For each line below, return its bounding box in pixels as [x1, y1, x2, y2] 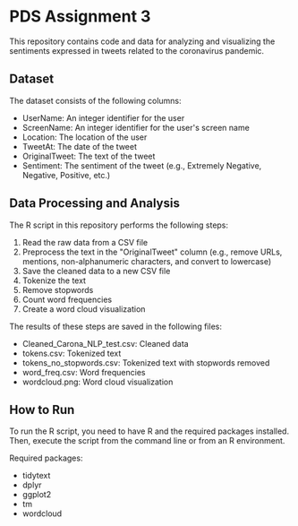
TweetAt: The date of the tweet [21, 141, 137, 151]
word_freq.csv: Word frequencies [21, 366, 146, 377]
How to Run [9, 401, 75, 418]
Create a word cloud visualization [21, 303, 146, 315]
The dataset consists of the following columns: [9, 95, 182, 106]
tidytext [21, 470, 51, 481]
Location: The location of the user [21, 132, 148, 142]
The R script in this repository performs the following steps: [9, 220, 229, 230]
